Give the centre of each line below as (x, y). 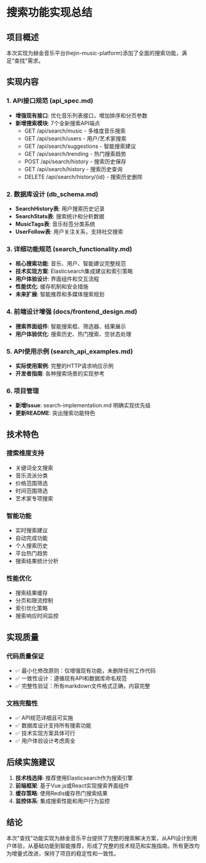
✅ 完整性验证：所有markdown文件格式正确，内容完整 (83, 686)
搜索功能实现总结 (50, 13)
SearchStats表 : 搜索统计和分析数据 (60, 216)
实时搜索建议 (31, 531)
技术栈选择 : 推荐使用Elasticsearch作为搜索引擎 (74, 778)
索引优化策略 (31, 608)
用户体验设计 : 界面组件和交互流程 (57, 279)
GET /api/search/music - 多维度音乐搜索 (75, 131)
